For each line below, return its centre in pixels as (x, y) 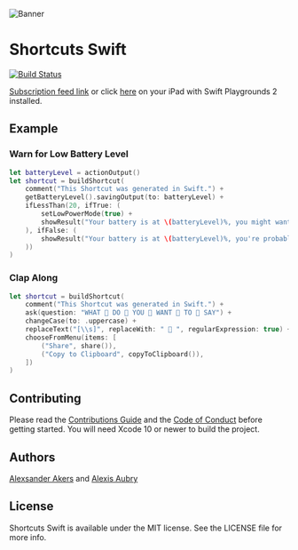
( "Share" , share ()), (79, 346)
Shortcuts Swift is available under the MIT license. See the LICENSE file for (145, 528)
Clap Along (34, 278)
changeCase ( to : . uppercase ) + (81, 321)
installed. (26, 100)
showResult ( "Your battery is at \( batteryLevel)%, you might (157, 222)
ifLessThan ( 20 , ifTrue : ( (73, 206)
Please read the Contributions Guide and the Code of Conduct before (136, 420)
